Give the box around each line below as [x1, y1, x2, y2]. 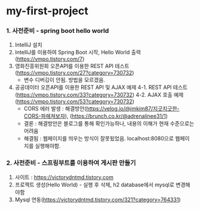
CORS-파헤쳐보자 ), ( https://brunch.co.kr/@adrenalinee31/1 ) [23, 112, 168, 120]
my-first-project [6, 4, 88, 18]
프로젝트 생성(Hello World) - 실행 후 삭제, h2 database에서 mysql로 [14, 181, 175, 188]
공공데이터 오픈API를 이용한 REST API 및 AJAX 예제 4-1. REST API [14, 84, 172, 91]
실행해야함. [35, 142, 61, 150]
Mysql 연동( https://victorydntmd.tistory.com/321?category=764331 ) [14, 196, 181, 203]
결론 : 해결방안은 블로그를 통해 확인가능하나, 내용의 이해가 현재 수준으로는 [23, 120, 195, 127]
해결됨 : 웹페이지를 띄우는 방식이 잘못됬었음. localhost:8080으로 [23, 135, 174, 142]
